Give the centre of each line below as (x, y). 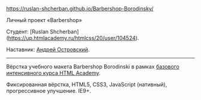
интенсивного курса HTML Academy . (53, 73)
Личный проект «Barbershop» (44, 20)
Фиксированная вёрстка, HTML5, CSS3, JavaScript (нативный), (87, 85)
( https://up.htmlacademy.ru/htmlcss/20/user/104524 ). (73, 38)
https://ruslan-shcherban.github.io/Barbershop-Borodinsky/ (80, 9)
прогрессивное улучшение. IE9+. (49, 91)
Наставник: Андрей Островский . (48, 49)
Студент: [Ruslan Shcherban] (42, 32)
